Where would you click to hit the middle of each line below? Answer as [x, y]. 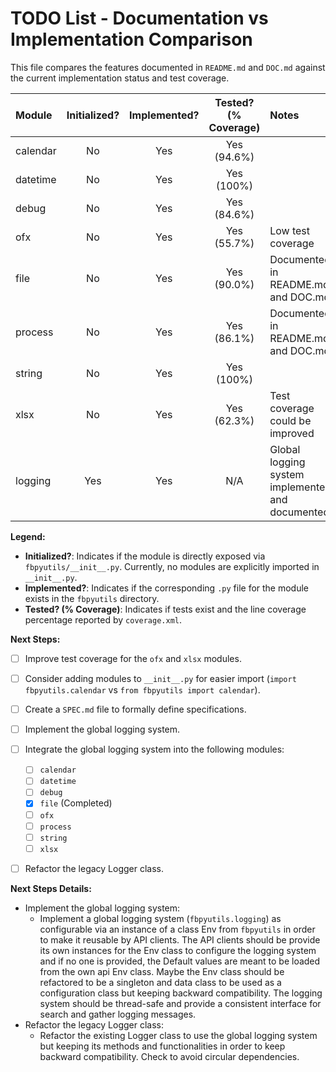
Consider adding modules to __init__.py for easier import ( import [160, 678]
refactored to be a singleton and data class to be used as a [160, 982]
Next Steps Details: [51, 888]
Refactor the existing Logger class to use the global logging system [178, 1035]
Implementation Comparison [131, 39]
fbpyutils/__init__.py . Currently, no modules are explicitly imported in [172, 566]
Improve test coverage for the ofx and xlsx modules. [133, 658]
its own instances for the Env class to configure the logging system [178, 950]
